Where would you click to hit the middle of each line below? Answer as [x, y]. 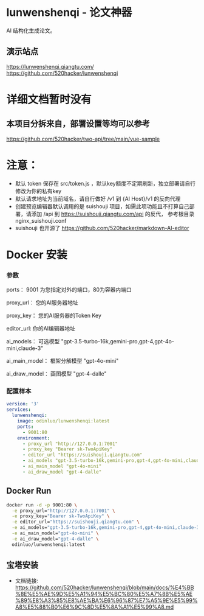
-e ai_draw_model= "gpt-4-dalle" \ [55, 539]
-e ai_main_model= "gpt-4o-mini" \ [55, 533]
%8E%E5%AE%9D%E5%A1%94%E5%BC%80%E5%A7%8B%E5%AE [104, 594]
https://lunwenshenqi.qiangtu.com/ [50, 66]
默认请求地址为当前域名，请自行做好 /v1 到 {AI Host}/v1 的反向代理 [98, 198]
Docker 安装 [37, 255]
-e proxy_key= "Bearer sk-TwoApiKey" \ [61, 516]
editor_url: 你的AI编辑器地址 [41, 329]
